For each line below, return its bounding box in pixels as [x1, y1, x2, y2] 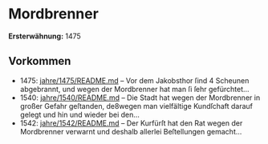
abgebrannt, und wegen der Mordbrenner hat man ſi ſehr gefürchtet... [19, 84, 250, 94]
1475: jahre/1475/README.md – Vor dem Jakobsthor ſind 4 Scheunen [19, 75, 250, 85]
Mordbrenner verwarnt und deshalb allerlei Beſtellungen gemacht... [19, 126, 242, 136]
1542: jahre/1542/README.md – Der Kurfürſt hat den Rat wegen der [19, 118, 243, 128]
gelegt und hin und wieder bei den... [19, 110, 140, 119]
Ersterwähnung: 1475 [8, 31, 82, 41]
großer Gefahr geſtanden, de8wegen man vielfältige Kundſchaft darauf [19, 101, 254, 110]
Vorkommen [8, 54, 71, 68]
